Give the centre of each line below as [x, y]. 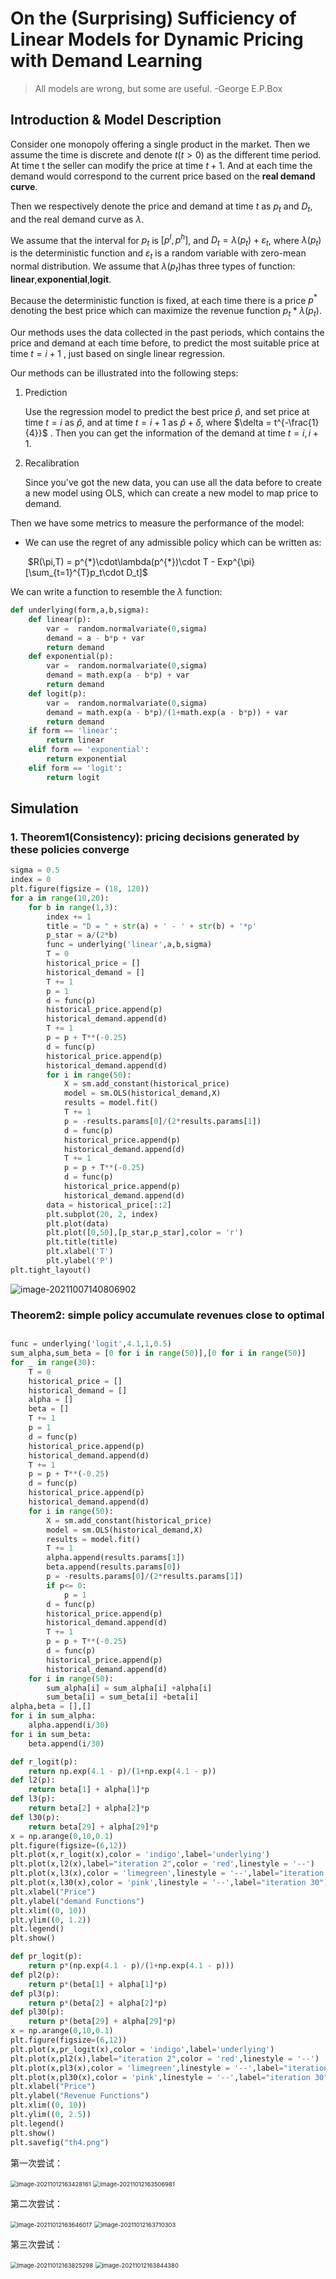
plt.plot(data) [78, 1223]
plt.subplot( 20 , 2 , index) [102, 1214]
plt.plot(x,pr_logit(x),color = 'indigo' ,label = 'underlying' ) [142, 2049]
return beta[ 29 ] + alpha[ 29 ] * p [93, 1827]
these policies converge [70, 849]
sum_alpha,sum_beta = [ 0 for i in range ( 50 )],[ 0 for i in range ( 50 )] [158, 1353]
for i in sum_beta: [51, 1734]
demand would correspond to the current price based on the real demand [163, 176]
